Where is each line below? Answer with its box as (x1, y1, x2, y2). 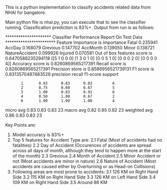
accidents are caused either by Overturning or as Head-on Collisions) (12, 164, 156, 169)
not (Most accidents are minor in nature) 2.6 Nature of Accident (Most (12, 158, 156, 164)
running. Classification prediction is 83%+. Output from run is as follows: (5, 24, 155, 30)
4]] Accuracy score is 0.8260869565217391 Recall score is (5, 61, 126, 66)
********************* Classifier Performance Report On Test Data (5, 34, 143, 40)
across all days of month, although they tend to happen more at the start (12, 148, 162, 154)
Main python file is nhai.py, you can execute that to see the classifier (5, 19, 146, 25)
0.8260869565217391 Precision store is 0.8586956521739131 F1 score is (5, 66, 155, 72)
